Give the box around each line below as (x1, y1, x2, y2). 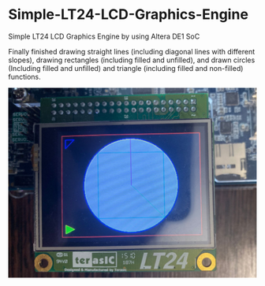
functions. (8, 72, 41, 81)
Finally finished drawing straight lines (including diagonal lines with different (8, 46, 256, 56)
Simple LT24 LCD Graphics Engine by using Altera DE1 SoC (8, 32, 200, 41)
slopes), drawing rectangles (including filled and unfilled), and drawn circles (8, 55, 256, 65)
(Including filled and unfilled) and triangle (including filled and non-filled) (8, 63, 244, 72)
